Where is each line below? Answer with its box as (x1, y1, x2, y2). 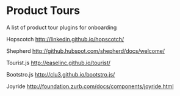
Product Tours (6, 4, 81, 18)
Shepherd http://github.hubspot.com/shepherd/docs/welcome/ (6, 47, 165, 55)
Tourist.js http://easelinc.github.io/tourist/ (6, 59, 111, 66)
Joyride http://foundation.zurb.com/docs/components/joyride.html (6, 83, 174, 90)
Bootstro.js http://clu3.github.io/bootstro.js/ (6, 70, 115, 78)
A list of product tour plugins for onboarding (6, 24, 117, 31)
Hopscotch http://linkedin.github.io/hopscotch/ (6, 35, 124, 43)
